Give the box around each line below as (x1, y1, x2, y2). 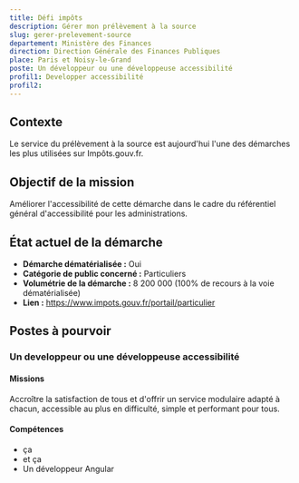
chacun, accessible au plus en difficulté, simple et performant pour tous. (9, 403, 281, 414)
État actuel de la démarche (9, 234, 163, 250)
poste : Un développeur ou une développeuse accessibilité (9, 64, 233, 74)
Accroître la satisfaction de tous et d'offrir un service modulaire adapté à (9, 393, 281, 404)
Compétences (9, 424, 64, 435)
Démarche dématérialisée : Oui (22, 259, 142, 270)
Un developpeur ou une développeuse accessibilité (9, 350, 240, 363)
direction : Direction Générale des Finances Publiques (9, 47, 221, 56)
